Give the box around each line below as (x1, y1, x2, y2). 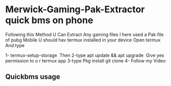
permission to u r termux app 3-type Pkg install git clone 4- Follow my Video (5, 57, 166, 63)
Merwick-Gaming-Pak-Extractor (5, 4, 145, 15)
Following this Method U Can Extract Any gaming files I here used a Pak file (5, 31, 164, 37)
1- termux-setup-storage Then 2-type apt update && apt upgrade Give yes (5, 52, 164, 58)
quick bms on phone (5, 14, 93, 26)
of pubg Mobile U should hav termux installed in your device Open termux (5, 37, 161, 43)
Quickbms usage (5, 73, 60, 81)
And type (5, 42, 25, 48)
